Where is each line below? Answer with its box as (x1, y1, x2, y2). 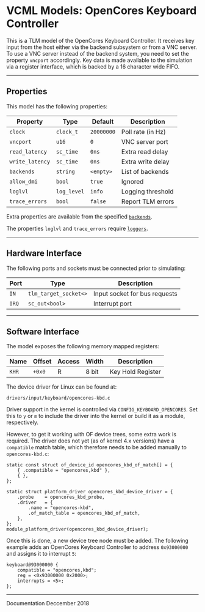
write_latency (9, 158, 51, 165)
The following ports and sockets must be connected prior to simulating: (6, 264, 186, 272)
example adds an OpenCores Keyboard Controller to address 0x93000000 (6, 543, 189, 551)
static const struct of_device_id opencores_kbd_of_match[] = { (6, 462, 173, 468)
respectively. (6, 419, 38, 426)
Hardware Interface (6, 248, 82, 259)
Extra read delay (121, 147, 168, 156)
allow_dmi (9, 178, 38, 185)
